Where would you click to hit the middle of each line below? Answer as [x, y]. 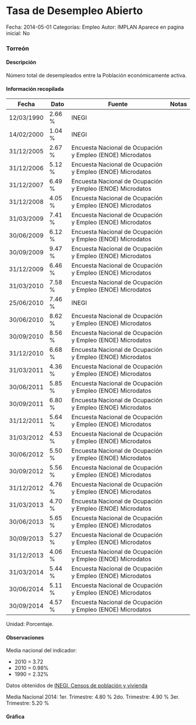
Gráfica [15, 717]
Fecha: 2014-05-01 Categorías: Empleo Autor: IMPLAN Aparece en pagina [95, 27]
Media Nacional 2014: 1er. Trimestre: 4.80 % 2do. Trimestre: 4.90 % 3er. [93, 697]
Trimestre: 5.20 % [28, 703]
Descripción [21, 62]
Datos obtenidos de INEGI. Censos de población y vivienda [77, 686]
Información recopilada [35, 88]
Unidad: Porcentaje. [30, 624]
